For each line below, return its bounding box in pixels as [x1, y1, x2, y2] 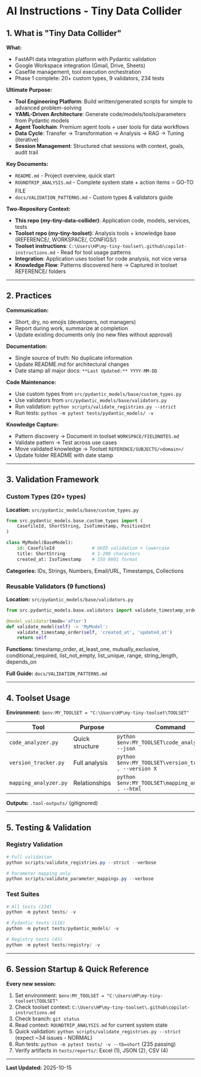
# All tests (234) [6, 903, 52, 910]
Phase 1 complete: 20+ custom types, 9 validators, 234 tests [14, 75, 165, 81]
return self [17, 635, 47, 641]
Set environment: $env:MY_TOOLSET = [14, 991, 105, 999]
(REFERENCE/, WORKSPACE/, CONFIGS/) [14, 236, 117, 243]
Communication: [6, 307, 49, 314]
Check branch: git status [14, 1015, 80, 1022]
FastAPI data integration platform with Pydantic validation [14, 56, 157, 62]
